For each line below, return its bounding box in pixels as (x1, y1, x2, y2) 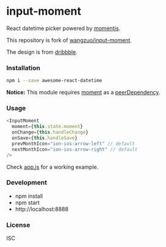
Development (6, 178, 48, 187)
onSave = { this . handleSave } (12, 135, 78, 142)
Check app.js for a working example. (6, 163, 99, 170)
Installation (6, 63, 41, 72)
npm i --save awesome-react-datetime (6, 78, 103, 84)
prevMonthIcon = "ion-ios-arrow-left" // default (12, 140, 135, 146)
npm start (15, 199, 40, 206)
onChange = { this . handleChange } (12, 129, 88, 135)
